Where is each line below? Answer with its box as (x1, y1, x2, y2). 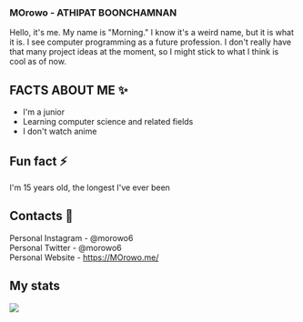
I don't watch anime (22, 126, 97, 137)
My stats (9, 278, 61, 294)
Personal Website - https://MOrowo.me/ (9, 252, 159, 263)
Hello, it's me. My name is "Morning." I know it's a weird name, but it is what (9, 27, 294, 38)
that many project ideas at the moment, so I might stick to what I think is (9, 46, 279, 57)
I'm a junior (22, 106, 66, 117)
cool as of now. (9, 56, 66, 67)
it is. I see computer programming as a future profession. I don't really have (9, 36, 292, 47)
